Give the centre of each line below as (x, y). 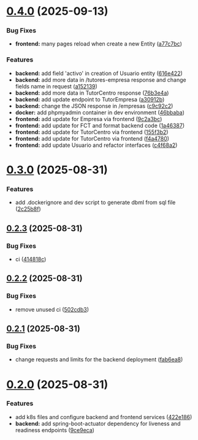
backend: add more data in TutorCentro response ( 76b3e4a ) (92, 93)
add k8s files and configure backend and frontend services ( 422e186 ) (104, 417)
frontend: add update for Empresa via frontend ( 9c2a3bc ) (89, 119)
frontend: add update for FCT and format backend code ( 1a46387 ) (100, 125)
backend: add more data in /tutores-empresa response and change (101, 80)
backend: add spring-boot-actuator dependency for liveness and (98, 423)
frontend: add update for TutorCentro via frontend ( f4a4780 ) (92, 138)
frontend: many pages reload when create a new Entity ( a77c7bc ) (99, 44)
